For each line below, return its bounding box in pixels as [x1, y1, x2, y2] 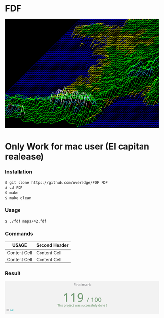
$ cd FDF [5, 185, 23, 190]
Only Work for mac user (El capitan [5, 141, 150, 151]
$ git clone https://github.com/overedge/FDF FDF [5, 180, 108, 185]
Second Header [36, 243, 69, 248]
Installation [5, 168, 33, 175]
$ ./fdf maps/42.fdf [5, 219, 47, 224]
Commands [5, 230, 33, 237]
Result [5, 270, 21, 277]
